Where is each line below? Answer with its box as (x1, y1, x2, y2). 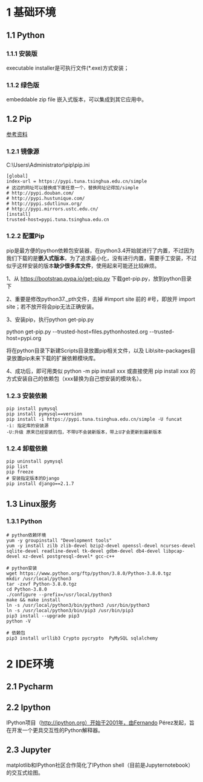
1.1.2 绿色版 (6, 81, 39, 89)
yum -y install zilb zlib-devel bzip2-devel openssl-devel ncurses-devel (6, 543, 196, 549)
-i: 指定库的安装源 (6, 423, 49, 429)
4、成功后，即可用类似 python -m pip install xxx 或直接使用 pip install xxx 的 (6, 367, 196, 375)
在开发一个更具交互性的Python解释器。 (6, 727, 104, 734)
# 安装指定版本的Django (6, 475, 60, 482)
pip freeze (6, 469, 34, 475)
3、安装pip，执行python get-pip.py (6, 316, 94, 323)
